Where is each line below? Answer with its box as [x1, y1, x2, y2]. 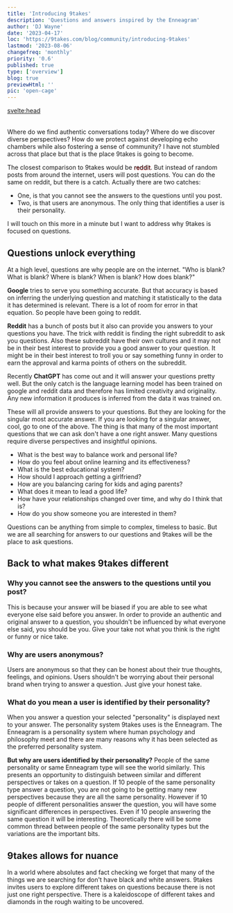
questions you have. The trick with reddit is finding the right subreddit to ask [7, 329, 225, 337]
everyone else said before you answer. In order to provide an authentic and [7, 610, 222, 618]
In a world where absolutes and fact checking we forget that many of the [7, 868, 215, 877]
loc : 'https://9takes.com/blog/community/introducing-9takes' [7, 36, 191, 43]
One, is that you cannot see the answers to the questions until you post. [17, 191, 223, 200]
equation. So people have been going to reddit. [7, 308, 142, 316]
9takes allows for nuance [7, 850, 119, 862]
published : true [7, 62, 54, 69]
